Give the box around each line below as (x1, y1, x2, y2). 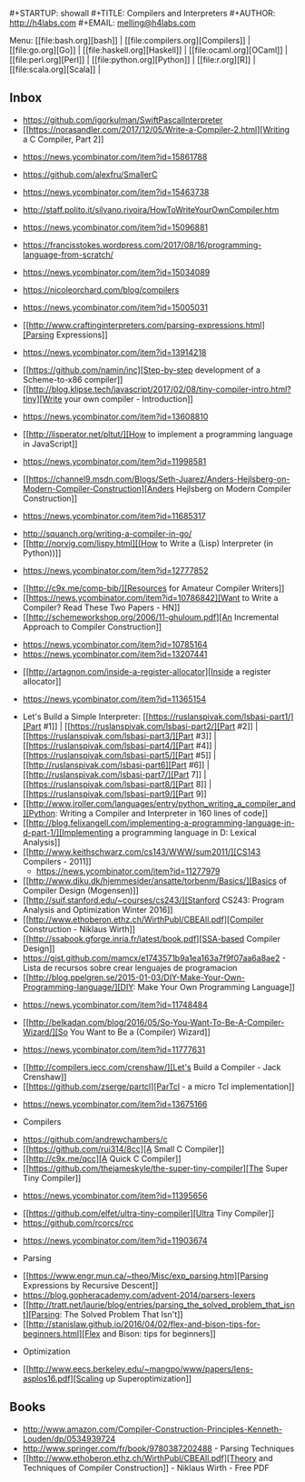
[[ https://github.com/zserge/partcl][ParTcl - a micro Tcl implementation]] (22, 1081, 295, 1092)
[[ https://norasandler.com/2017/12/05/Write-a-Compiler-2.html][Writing (22, 124, 290, 135)
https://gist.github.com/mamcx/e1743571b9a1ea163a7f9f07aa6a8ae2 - (22, 952, 287, 963)
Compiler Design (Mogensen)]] (22, 885, 139, 896)
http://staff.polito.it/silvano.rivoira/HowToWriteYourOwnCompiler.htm (22, 204, 280, 215)
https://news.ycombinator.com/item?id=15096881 (22, 222, 209, 233)
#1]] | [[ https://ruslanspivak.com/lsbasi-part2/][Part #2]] (43, 720, 254, 731)
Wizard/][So (22, 1026, 68, 1037)
